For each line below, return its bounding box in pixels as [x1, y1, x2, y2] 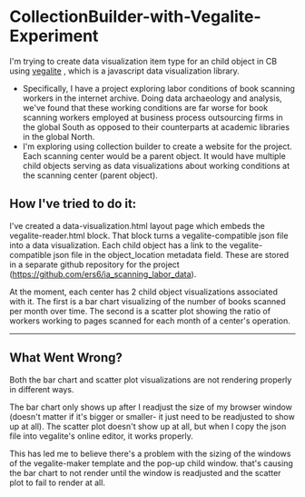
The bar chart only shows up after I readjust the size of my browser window [9, 402, 293, 413]
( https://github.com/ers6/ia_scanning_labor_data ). [9, 268, 197, 279]
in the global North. [22, 131, 95, 142]
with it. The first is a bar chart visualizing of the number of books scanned [9, 295, 286, 306]
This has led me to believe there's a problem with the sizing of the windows [9, 448, 291, 459]
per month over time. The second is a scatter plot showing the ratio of [9, 305, 271, 316]
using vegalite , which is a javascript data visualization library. [9, 65, 241, 76]
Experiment [9, 25, 99, 46]
